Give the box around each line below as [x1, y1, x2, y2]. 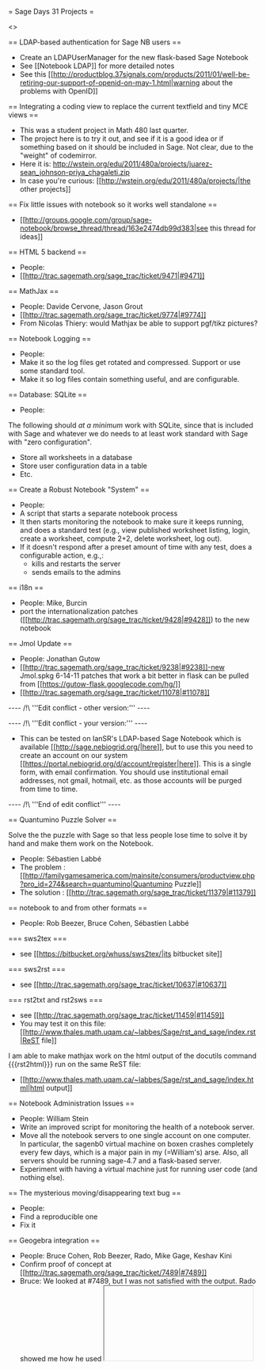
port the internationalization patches [19, 607, 139, 616]
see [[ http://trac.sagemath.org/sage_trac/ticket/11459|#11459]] [19, 1010, 225, 1020]
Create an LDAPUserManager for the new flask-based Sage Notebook [19, 53, 249, 62]
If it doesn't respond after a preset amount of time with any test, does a [19, 542, 253, 551]
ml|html [19, 1083, 45, 1092]
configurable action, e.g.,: [19, 550, 104, 560]
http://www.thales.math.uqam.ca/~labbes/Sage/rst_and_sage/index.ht [25, 1075, 254, 1084]
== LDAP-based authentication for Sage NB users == [8, 37, 182, 47]
